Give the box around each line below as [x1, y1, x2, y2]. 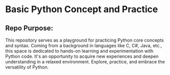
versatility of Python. [5, 64, 49, 70]
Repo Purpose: [5, 24, 53, 32]
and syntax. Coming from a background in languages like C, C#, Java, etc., [5, 43, 162, 49]
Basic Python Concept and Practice [5, 4, 158, 15]
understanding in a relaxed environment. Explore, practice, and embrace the [5, 59, 165, 64]
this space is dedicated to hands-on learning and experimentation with [5, 48, 154, 54]
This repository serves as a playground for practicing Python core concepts [5, 37, 164, 43]
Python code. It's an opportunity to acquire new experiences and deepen [5, 53, 159, 59]
